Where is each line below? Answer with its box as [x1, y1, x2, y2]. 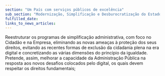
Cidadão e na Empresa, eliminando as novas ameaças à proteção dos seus [5, 40, 157, 46]
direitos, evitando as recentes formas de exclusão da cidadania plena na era [5, 45, 160, 51]
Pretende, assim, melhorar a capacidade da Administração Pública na [5, 55, 146, 61]
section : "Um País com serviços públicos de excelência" [5, 7, 124, 12]
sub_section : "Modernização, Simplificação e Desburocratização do [5, 12, 146, 17]
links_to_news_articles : [5, 21, 56, 26]
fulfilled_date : [5, 16, 38, 21]
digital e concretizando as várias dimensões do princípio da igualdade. [5, 50, 148, 56]
